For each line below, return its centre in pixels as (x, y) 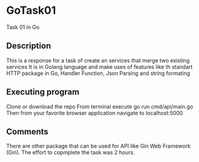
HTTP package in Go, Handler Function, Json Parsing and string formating (98, 73)
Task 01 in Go (23, 27)
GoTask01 (31, 10)
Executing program (43, 92)
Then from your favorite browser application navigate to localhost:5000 (95, 113)
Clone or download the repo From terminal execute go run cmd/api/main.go (100, 106)
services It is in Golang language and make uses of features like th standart (99, 67)
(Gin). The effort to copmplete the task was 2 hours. (71, 152)
